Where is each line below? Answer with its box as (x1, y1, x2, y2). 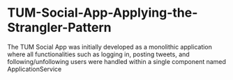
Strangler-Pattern (7, 19, 112, 35)
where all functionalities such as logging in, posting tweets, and (7, 50, 190, 58)
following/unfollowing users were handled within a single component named (7, 57, 227, 65)
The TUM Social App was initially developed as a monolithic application (7, 42, 213, 51)
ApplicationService (7, 65, 62, 73)
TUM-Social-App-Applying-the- (7, 5, 198, 21)
